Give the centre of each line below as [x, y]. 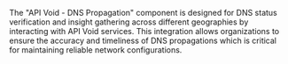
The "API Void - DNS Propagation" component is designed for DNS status [143, 13]
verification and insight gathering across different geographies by [129, 22]
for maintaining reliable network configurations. [96, 50]
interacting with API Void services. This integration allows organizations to [144, 31]
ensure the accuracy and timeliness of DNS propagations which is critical [143, 40]
